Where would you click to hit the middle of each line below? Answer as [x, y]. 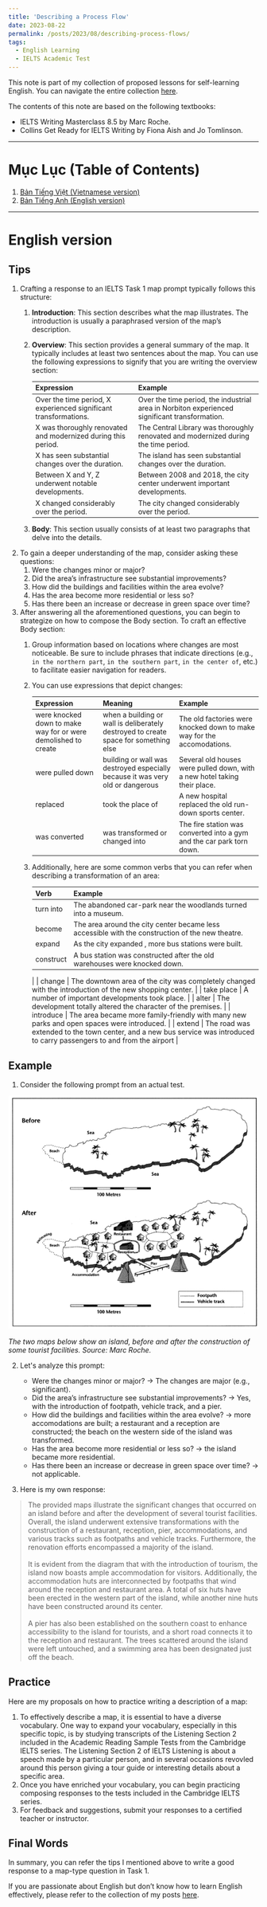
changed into [124, 841]
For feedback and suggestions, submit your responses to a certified [131, 1810]
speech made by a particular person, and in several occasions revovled [137, 1759]
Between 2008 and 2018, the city [193, 475]
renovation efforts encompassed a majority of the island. [120, 1547]
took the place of [131, 805]
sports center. [221, 813]
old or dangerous [131, 785]
